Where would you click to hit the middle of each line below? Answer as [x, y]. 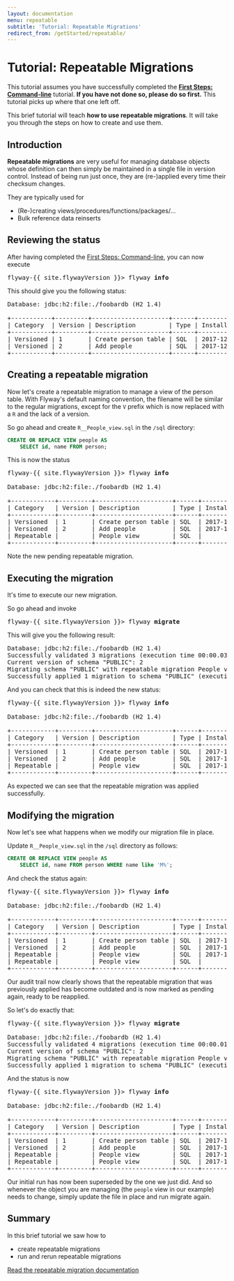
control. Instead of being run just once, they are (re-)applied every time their [117, 176]
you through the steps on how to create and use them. [85, 123]
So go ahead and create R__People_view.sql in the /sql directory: [101, 427]
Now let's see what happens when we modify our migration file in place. [111, 832]
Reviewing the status [54, 240]
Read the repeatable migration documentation [73, 1270]
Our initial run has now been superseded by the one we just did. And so [110, 1182]
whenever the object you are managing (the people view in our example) [111, 1189]
